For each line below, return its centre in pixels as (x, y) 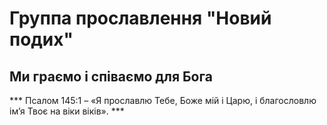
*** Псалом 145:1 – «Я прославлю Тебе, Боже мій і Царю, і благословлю (163, 100)
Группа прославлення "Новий (140, 18)
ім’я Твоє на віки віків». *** (67, 111)
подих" (41, 39)
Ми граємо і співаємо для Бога (111, 76)
